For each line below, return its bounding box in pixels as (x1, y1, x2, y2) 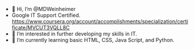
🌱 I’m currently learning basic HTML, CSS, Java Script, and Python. (11, 37, 175, 43)
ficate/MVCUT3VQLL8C (11, 24, 70, 31)
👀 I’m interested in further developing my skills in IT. (11, 30, 138, 37)
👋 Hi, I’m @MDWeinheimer (11, 6, 76, 12)
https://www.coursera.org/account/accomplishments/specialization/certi (11, 18, 189, 24)
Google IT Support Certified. (11, 12, 81, 19)
